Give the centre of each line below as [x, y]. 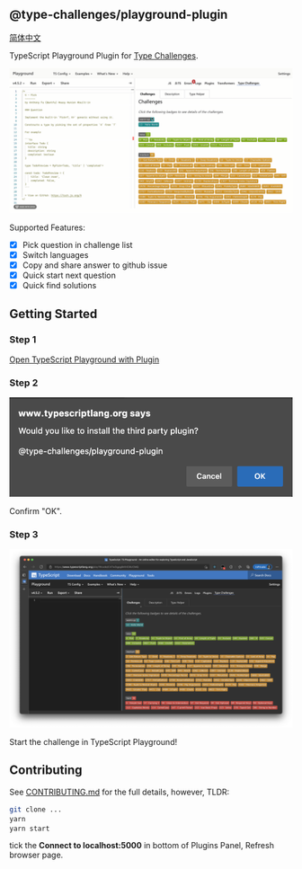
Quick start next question [69, 275]
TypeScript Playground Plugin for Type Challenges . [104, 55]
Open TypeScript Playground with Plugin [84, 359]
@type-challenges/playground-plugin [119, 15]
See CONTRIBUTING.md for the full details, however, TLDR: [120, 792]
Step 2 [24, 383]
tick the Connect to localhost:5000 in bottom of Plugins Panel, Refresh [142, 846]
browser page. [36, 855]
